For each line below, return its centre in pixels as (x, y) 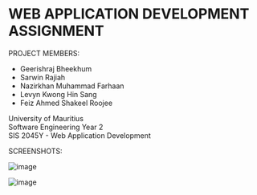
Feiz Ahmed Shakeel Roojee (66, 103)
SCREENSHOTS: (35, 151)
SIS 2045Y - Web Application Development (80, 135)
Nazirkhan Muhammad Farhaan (72, 86)
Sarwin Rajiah (43, 77)
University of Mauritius (46, 118)
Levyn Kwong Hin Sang (59, 94)
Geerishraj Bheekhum (56, 68)
